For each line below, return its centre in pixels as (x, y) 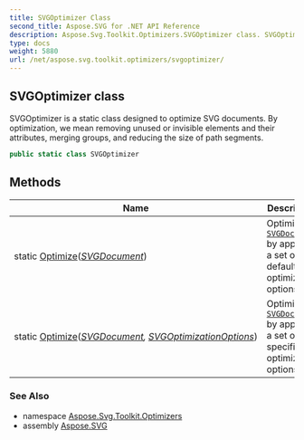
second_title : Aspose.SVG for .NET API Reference (105, 26)
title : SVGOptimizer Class (60, 18)
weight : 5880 (34, 52)
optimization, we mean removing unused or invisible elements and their (142, 128)
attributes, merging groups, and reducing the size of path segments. (137, 138)
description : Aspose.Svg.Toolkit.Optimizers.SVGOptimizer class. (135, 34)
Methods (35, 182)
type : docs (30, 43)
